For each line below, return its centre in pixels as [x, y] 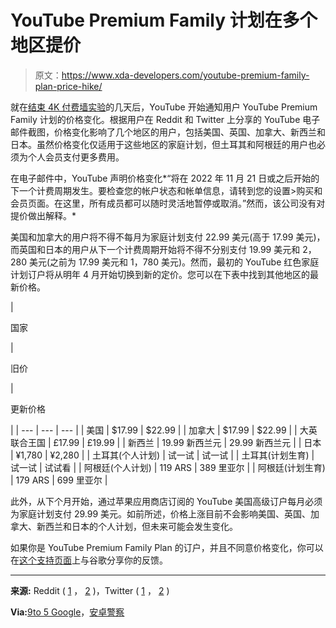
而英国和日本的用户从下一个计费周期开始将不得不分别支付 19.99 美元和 [155, 249]
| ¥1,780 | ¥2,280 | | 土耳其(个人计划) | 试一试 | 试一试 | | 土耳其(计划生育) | [162, 455]
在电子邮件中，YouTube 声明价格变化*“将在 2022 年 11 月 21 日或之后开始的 [165, 178]
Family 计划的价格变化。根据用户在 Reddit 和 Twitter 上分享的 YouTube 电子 [165, 119]
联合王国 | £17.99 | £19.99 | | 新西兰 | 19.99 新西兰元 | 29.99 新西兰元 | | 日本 [166, 442]
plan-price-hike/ [68, 86]
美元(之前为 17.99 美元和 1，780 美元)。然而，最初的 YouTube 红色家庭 [174, 262]
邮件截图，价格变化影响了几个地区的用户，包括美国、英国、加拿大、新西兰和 [168, 132]
